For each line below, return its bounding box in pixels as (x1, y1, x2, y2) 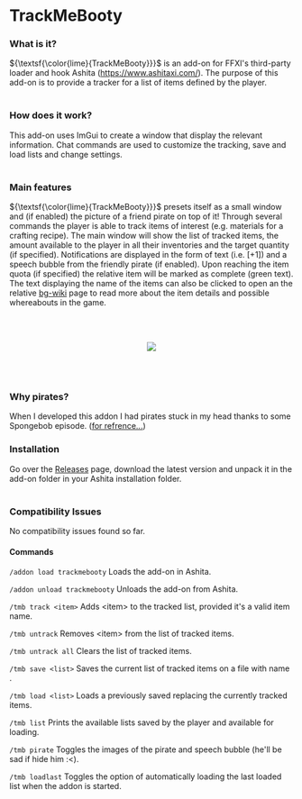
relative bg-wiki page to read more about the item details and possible (9, 287, 270, 298)
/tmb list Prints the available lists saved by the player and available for (9, 717, 275, 728)
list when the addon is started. (9, 781, 122, 792)
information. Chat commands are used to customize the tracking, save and (9, 139, 287, 150)
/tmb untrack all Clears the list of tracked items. (9, 646, 192, 657)
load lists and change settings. (9, 149, 124, 159)
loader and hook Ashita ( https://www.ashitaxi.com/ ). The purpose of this (9, 68, 279, 78)
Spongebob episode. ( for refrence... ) (9, 421, 146, 431)
